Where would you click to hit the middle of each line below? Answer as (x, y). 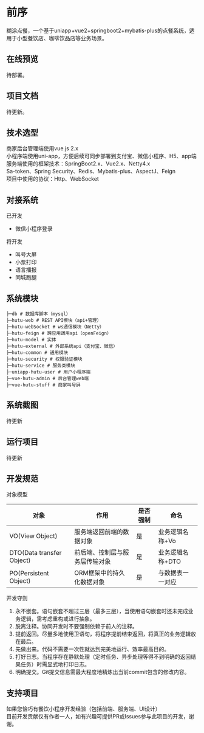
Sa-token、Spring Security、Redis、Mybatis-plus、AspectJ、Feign (91, 172)
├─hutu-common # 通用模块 (37, 353)
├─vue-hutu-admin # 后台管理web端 (48, 378)
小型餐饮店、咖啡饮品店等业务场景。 (62, 38)
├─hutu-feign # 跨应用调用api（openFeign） (59, 333)
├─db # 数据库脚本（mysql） (39, 314)
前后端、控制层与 (98, 552)
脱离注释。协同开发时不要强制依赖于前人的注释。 (76, 627)
